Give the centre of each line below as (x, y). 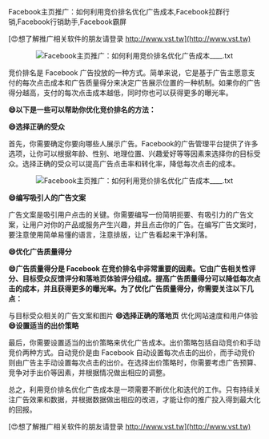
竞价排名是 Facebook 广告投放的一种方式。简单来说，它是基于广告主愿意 (128, 73)
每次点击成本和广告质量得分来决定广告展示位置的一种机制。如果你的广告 (141, 83)
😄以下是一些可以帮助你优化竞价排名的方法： (82, 110)
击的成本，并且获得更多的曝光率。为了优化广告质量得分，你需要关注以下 (127, 289)
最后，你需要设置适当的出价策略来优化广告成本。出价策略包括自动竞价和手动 (134, 343)
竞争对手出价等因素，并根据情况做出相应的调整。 (89, 373)
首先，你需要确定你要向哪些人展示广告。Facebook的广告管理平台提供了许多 (133, 144)
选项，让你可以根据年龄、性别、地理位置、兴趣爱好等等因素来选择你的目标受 (134, 154)
